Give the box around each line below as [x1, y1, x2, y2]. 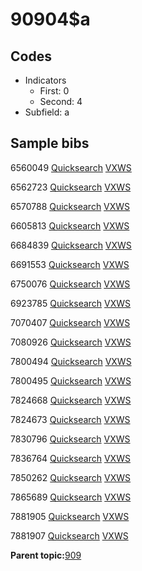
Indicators [24, 74, 67, 86]
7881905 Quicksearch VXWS [10, 510, 130, 522]
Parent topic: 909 [10, 549, 82, 561]
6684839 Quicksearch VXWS [10, 239, 132, 251]
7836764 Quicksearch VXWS [10, 452, 131, 464]
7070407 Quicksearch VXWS [10, 316, 131, 328]
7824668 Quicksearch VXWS [10, 394, 132, 406]
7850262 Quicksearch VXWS [10, 471, 132, 483]
